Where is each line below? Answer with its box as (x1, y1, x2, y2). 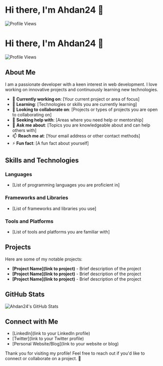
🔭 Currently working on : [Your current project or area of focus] (12, 96, 140, 102)
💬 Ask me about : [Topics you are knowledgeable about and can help (12, 122, 150, 128)
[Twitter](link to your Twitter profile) (12, 336, 84, 341)
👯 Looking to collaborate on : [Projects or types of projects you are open (12, 106, 158, 112)
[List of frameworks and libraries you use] (12, 206, 97, 211)
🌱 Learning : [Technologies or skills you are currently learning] (12, 101, 137, 107)
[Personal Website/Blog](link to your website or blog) (12, 341, 119, 347)
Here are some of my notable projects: (5, 256, 82, 262)
